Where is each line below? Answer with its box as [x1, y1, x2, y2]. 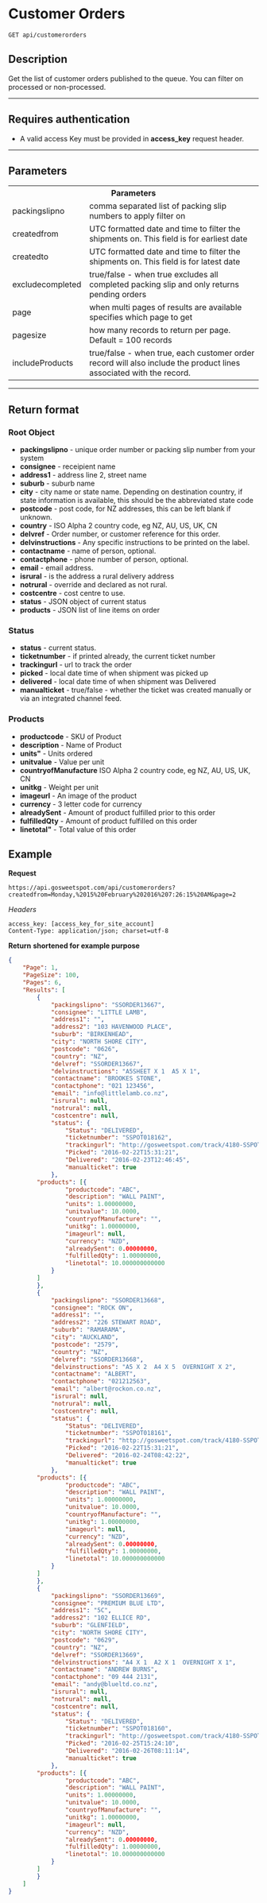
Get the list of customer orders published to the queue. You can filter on [8, 73, 244, 83]
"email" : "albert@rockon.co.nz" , [50, 1385, 161, 1393]
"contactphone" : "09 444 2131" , [50, 1673, 158, 1681]
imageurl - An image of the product [19, 791, 137, 800]
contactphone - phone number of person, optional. [19, 555, 189, 564]
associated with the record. [88, 367, 191, 378]
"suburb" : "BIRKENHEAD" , [50, 1031, 133, 1039]
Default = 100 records [88, 335, 172, 346]
